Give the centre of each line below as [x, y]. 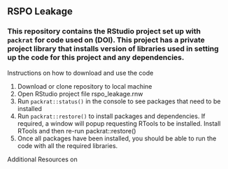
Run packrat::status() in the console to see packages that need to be [119, 101]
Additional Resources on [43, 159]
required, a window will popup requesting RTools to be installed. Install [119, 123]
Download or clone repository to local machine [85, 86]
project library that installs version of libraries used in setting [113, 49]
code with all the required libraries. [67, 145]
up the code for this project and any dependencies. [96, 57]
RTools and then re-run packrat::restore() [77, 131]
